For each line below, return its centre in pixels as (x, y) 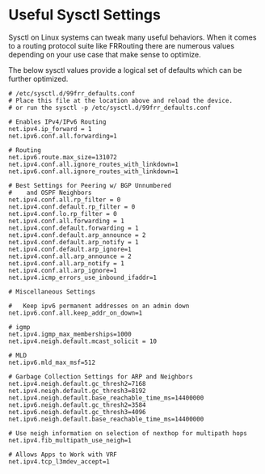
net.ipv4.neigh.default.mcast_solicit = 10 (83, 341)
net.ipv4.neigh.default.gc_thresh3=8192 (78, 391)
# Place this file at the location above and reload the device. (120, 100)
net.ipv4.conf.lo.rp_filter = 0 (63, 214)
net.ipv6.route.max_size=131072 (63, 157)
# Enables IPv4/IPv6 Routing (57, 122)
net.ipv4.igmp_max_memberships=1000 (70, 334)
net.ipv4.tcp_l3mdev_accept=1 (59, 461)
